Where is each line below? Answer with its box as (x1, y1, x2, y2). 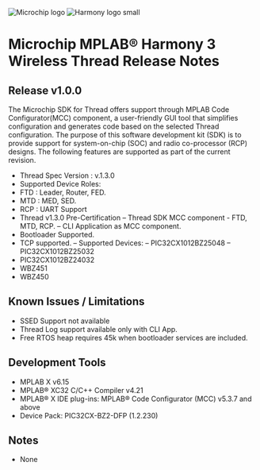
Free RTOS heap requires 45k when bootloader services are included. (19, 333, 248, 342)
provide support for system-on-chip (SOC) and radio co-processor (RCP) (8, 139, 248, 148)
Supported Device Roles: (19, 179, 101, 188)
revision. (8, 156, 36, 164)
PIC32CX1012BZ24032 (19, 255, 95, 264)
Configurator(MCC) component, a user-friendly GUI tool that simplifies (8, 114, 239, 122)
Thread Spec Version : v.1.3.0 (19, 171, 115, 180)
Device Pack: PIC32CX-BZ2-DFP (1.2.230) (19, 410, 159, 420)
